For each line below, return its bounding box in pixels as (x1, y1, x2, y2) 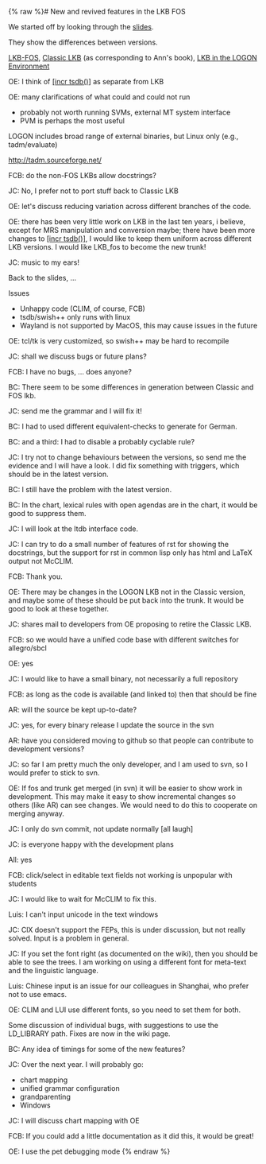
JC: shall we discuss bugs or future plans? (8, 351, 147, 361)
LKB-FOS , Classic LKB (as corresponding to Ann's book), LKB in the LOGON (8, 53, 258, 62)
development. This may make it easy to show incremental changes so (8, 792, 237, 801)
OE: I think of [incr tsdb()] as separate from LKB (8, 77, 164, 86)
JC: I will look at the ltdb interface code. (8, 524, 139, 533)
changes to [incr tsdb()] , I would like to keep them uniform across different (8, 234, 252, 243)
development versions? (8, 744, 85, 754)
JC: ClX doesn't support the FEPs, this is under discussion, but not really (8, 925, 246, 934)
